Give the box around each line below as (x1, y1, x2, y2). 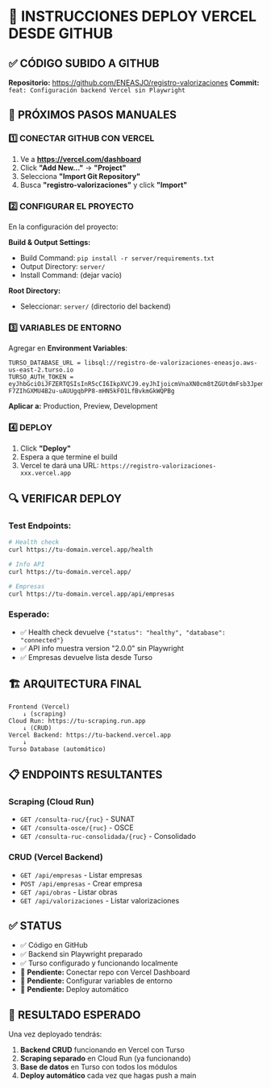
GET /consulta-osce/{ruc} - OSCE (19, 823, 135, 833)
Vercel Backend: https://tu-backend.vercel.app (8, 731, 172, 739)
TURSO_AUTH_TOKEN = (8, 373, 74, 381)
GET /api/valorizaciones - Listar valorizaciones (19, 895, 180, 905)
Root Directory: (8, 285, 61, 295)
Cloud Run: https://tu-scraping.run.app (8, 716, 147, 725)
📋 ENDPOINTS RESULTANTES (8, 768, 163, 782)
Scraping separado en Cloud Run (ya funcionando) (19, 1053, 191, 1063)
